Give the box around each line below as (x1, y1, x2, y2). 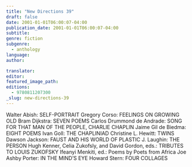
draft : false (6, 14, 38, 20)
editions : (6, 84, 30, 91)
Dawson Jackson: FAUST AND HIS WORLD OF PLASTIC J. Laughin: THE (6, 135, 180, 143)
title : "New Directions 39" (6, 8, 75, 15)
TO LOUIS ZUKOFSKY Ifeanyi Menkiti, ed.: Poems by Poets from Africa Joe (6, 148, 187, 155)
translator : (6, 68, 35, 74)
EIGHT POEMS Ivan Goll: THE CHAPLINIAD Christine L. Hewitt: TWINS (6, 130, 174, 137)
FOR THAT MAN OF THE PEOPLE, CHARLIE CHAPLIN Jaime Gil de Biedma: (6, 123, 187, 130)
